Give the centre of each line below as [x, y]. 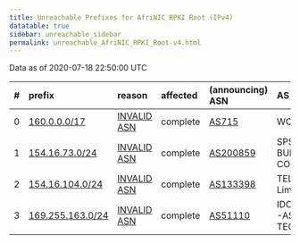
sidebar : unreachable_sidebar [66, 34]
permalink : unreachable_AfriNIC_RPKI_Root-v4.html [105, 42]
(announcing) [238, 90]
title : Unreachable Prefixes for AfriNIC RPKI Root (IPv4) [121, 17]
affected [179, 96]
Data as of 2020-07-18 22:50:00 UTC [78, 68]
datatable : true [39, 26]
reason [133, 96]
